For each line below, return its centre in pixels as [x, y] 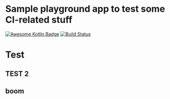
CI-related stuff [39, 20]
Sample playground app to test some [85, 9]
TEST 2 [17, 74]
